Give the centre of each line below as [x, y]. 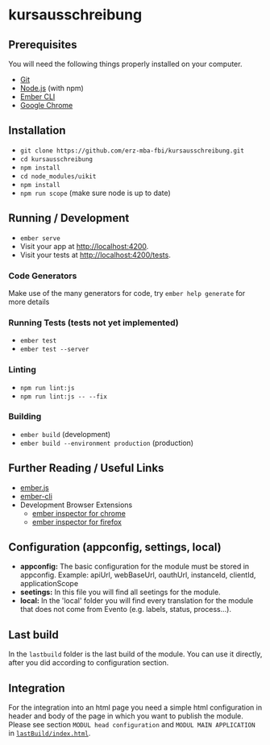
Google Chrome [46, 105]
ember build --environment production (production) [107, 443]
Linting [22, 370]
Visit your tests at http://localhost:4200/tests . [95, 255]
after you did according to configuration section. [89, 663]
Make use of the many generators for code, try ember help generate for [127, 293]
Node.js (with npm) [52, 88]
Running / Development [69, 218]
